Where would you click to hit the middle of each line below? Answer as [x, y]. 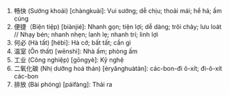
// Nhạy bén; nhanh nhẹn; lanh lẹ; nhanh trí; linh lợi [86, 34]
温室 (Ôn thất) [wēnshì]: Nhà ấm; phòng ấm [76, 51]
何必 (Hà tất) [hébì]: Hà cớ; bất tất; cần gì [73, 43]
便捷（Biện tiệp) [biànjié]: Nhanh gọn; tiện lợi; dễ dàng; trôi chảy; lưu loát [118, 27]
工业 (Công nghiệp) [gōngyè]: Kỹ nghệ [69, 60]
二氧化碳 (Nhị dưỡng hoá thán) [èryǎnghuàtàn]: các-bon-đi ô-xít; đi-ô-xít [118, 68]
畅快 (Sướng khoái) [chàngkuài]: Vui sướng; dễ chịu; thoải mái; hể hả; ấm [118, 11]
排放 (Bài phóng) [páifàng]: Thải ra [63, 84]
